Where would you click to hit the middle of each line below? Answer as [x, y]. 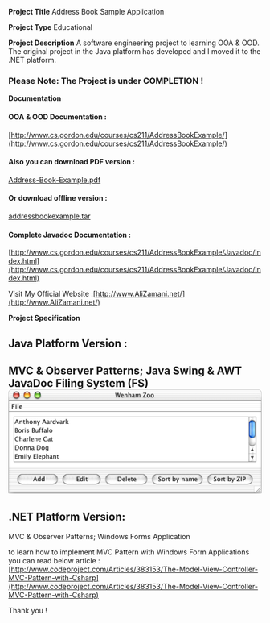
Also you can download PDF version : [72, 162]
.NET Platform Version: [67, 517]
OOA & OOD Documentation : [57, 117]
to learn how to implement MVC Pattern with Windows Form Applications [129, 552]
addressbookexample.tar [49, 216]
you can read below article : [54, 560]
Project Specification [44, 318]
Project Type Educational [50, 27]
